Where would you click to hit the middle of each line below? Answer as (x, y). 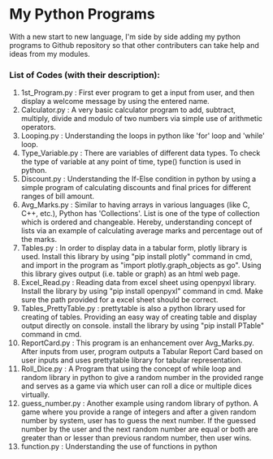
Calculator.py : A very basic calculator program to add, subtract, (128, 110)
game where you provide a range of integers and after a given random (139, 412)
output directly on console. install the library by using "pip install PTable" (143, 326)
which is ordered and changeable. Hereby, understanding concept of (136, 222)
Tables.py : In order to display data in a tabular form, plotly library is (134, 248)
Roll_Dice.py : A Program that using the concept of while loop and (131, 369)
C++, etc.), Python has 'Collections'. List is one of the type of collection (141, 214)
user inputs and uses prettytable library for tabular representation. (132, 360)
